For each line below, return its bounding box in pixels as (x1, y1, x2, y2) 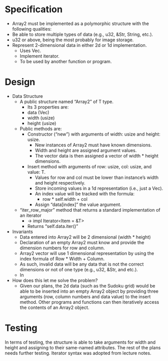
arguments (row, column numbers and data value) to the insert (19, 293, 151, 299)
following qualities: (12, 25, 52, 32)
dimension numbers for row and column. (19, 245, 105, 251)
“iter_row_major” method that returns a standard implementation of (19, 207, 161, 213)
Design (5, 76, 36, 88)
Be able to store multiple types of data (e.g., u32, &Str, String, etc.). (12, 31, 153, 37)
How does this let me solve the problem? (12, 277, 98, 283)
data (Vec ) (27, 109, 49, 115)
